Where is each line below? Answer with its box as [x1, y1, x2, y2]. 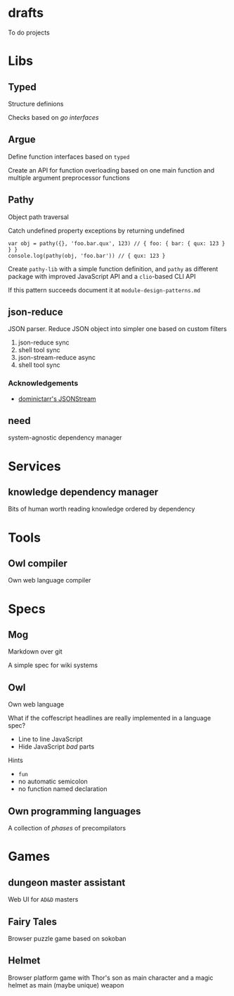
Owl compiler [8, 558, 67, 570]
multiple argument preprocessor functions [8, 173, 131, 182]
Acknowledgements [8, 378, 79, 388]
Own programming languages [8, 805, 141, 817]
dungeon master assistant [8, 876, 126, 888]
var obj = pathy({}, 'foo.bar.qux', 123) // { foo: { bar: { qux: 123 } [8, 239, 226, 247]
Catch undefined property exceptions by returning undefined [8, 226, 185, 235]
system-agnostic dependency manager [8, 433, 122, 442]
